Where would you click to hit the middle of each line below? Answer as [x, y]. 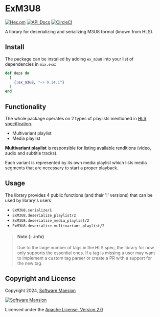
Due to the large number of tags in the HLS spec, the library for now [85, 247]
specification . [19, 124]
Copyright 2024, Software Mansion [40, 291]
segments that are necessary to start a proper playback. [62, 168]
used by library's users [28, 200]
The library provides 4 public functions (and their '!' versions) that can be [79, 195]
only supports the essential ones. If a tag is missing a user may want [86, 253]
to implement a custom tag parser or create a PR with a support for [84, 258]
